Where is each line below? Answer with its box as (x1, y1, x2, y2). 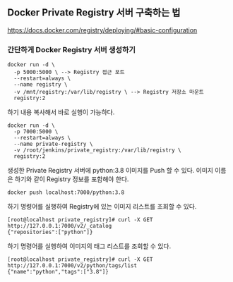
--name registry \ (13, 81, 68, 88)
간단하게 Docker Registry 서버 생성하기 (7, 44, 136, 54)
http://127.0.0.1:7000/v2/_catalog (7, 223, 112, 230)
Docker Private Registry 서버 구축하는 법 (7, 6, 181, 19)
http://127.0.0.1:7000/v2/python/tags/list (7, 262, 138, 269)
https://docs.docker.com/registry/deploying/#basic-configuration (7, 25, 198, 34)
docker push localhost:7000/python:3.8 (7, 189, 125, 196)
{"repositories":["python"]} (7, 228, 93, 236)
